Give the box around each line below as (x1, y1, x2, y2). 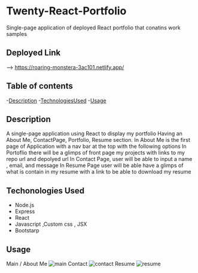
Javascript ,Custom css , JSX (14, 220, 87, 228)
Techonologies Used (6, 186, 85, 196)
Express (14, 208, 35, 215)
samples (6, 30, 28, 37)
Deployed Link (6, 48, 61, 58)
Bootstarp (14, 227, 40, 234)
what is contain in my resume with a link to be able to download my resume (6, 168, 191, 175)
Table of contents (6, 81, 73, 91)
